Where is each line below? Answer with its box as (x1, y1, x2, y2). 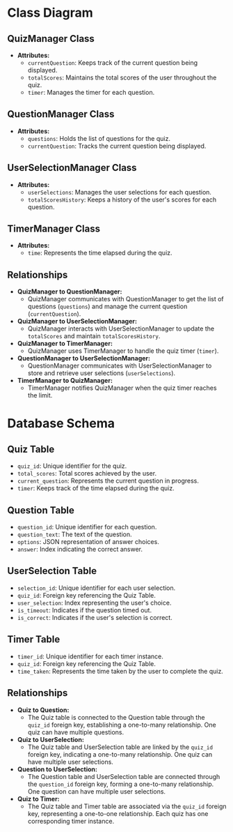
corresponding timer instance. (27, 817, 115, 825)
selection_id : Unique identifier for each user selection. (17, 584, 176, 592)
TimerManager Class (7, 223, 101, 235)
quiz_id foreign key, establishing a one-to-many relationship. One (27, 720, 217, 729)
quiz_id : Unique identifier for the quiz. (17, 462, 127, 470)
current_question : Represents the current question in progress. (17, 476, 200, 485)
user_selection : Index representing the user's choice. (17, 598, 172, 607)
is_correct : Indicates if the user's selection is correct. (17, 613, 172, 621)
